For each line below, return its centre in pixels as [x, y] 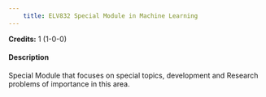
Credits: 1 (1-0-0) [38, 39]
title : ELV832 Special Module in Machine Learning [111, 16]
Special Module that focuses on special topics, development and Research [133, 75]
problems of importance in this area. [69, 84]
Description [29, 57]
